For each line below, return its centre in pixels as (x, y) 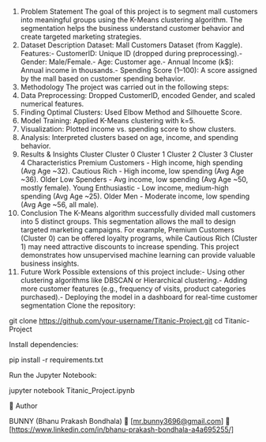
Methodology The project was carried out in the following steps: (125, 87)
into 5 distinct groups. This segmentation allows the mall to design (128, 221)
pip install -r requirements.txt (56, 360)
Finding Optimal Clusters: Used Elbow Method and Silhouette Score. (131, 112)
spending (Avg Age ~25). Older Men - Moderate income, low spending (135, 196)
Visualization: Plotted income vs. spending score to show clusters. (128, 129)
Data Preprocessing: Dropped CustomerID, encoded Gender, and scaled (138, 95)
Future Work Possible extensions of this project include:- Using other (133, 272)
